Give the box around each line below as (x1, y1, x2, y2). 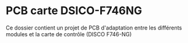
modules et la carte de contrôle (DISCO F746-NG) (6, 30, 132, 37)
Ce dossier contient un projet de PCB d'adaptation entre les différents (6, 24, 182, 31)
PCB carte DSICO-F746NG (6, 4, 143, 18)
